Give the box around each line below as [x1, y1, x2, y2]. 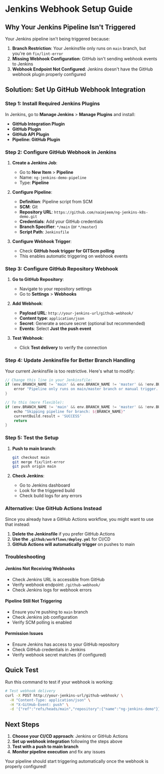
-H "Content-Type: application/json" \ [9, 698, 91, 703]
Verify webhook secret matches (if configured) [12, 652, 106, 658]
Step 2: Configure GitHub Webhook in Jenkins [5, 148, 117, 155]
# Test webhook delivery [5, 688, 56, 693]
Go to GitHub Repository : [12, 277, 64, 282]
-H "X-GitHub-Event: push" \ [9, 702, 69, 707]
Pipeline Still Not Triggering [5, 598, 62, 604]
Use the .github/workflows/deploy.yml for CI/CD [12, 536, 111, 542]
